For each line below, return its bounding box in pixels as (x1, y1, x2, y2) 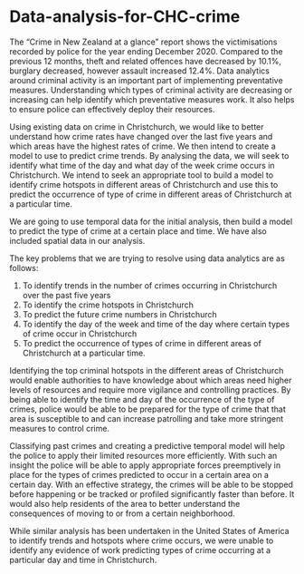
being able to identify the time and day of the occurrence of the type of (9, 394, 275, 404)
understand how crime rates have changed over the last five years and (9, 131, 273, 141)
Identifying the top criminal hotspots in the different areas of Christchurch (9, 365, 284, 375)
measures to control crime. (9, 423, 110, 433)
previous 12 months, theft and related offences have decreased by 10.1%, (9, 55, 282, 66)
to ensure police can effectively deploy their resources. (9, 103, 215, 114)
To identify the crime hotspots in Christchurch (22, 299, 195, 310)
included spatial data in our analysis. (9, 235, 146, 246)
